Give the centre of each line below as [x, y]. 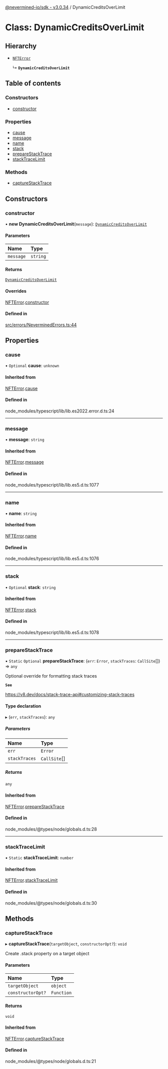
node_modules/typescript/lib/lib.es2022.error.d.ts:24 [60, 411]
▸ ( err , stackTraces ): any [30, 717]
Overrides [16, 291]
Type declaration [23, 706]
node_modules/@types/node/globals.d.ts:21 [51, 1061]
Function [61, 993]
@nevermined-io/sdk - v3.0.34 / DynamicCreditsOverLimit [65, 7]
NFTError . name [21, 536]
